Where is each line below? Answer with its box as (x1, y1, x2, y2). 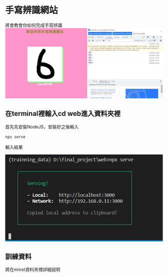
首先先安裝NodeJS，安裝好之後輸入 (5, 123, 79, 129)
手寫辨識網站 (5, 5, 58, 16)
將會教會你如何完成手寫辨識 (5, 22, 62, 28)
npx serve (5, 134, 26, 140)
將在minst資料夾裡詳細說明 (5, 266, 60, 272)
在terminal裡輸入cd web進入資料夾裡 (5, 109, 121, 118)
